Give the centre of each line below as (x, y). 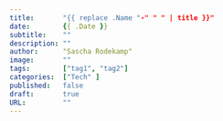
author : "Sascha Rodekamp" (71, 52)
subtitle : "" (40, 35)
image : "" (40, 60)
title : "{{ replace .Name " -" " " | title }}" (112, 18)
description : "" (40, 43)
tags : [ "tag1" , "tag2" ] (69, 69)
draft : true (44, 94)
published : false (47, 86)
